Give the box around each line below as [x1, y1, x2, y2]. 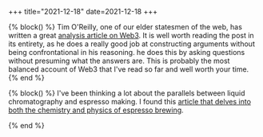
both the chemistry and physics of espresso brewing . [8, 105, 184, 115]
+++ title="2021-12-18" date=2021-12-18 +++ [8, 7, 158, 16]
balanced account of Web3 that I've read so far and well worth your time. [8, 65, 249, 74]
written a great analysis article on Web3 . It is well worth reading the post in [8, 31, 254, 40]
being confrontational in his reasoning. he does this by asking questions [8, 48, 245, 57]
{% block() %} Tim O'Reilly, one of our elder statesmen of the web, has [8, 22, 242, 31]
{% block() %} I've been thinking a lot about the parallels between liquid [8, 88, 245, 98]
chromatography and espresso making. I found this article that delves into [8, 97, 252, 106]
